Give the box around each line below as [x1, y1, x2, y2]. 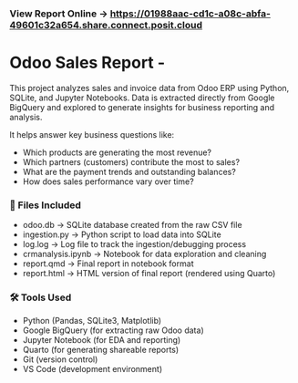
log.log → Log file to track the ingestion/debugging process [22, 239, 247, 250]
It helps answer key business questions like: [9, 129, 175, 140]
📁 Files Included [9, 199, 82, 212]
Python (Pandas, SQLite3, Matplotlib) [22, 316, 162, 326]
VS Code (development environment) [22, 364, 162, 375]
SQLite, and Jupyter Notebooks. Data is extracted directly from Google [9, 92, 275, 103]
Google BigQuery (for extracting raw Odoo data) [22, 325, 204, 336]
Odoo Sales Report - [9, 53, 166, 73]
